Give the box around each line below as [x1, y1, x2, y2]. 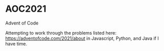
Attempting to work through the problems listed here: [5, 30, 117, 36]
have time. [5, 40, 28, 46]
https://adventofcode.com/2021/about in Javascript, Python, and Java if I [5, 35, 159, 41]
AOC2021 [5, 3, 47, 15]
